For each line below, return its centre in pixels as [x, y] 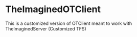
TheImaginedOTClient [53, 9]
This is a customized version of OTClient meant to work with [69, 23]
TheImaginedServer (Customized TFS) [46, 28]
